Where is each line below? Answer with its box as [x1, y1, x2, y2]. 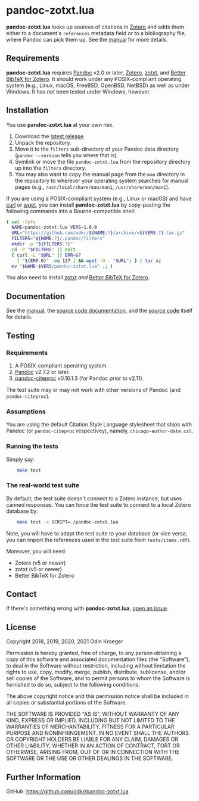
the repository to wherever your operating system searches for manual [14, 177, 189, 184]
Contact [6, 589, 37, 599]
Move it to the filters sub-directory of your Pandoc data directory [14, 145, 179, 152]
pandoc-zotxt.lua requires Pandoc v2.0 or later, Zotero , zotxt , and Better [6, 69, 186, 76]
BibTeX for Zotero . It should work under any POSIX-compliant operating [6, 75, 182, 82]
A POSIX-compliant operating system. [14, 361, 108, 369]
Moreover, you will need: [6, 547, 67, 554]
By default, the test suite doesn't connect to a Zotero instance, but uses [6, 495, 182, 502]
